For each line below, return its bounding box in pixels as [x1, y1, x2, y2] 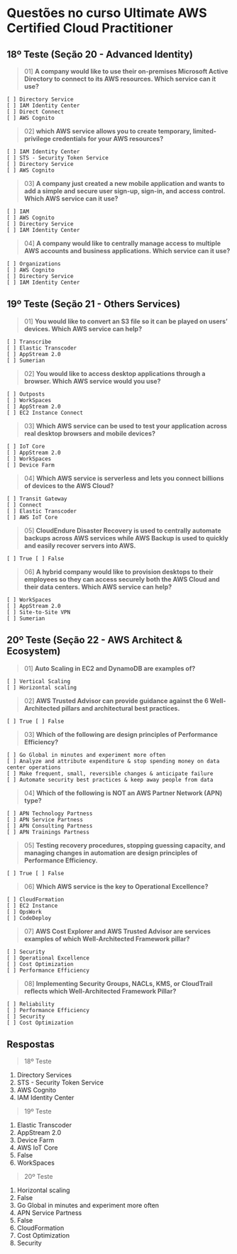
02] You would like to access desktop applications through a [23, 369, 206, 377]
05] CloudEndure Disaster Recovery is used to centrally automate [23, 526, 221, 535]
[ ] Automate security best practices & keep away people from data [6, 776, 214, 783]
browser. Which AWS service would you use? [23, 377, 161, 385]
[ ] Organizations [6, 260, 61, 267]
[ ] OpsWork [6, 908, 42, 916]
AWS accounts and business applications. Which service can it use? [23, 247, 231, 255]
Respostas [6, 1038, 55, 1050]
